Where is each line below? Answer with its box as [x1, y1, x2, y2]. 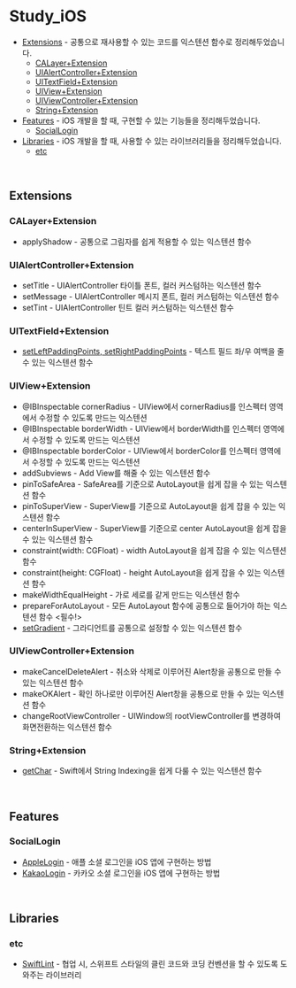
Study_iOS [9, 6, 87, 27]
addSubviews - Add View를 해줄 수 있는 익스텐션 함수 [21, 467, 211, 478]
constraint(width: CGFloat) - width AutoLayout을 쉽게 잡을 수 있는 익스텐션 [21, 544, 287, 555]
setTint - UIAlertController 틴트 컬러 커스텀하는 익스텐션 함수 [21, 302, 234, 313]
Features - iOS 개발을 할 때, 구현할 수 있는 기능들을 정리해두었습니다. [21, 115, 261, 126]
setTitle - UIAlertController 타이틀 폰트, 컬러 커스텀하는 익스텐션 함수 [21, 280, 262, 290]
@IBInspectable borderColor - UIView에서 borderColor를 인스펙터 [21, 445, 258, 456]
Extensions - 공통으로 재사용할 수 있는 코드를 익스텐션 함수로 [21, 36, 233, 47]
